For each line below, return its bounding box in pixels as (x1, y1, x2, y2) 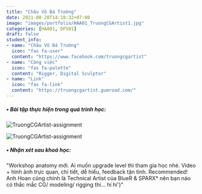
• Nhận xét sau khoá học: (6, 146, 71, 154)
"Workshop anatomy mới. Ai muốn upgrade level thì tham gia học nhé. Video (6, 161, 196, 169)
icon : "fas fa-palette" (11, 64, 71, 71)
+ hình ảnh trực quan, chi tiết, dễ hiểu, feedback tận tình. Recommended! (6, 168, 188, 175)
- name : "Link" (6, 76, 45, 82)
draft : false (6, 31, 39, 37)
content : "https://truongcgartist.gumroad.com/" (11, 87, 136, 93)
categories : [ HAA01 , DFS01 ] (6, 25, 77, 32)
